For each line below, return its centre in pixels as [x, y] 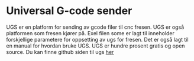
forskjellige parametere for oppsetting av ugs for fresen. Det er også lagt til [97, 39]
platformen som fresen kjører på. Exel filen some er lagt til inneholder [90, 33]
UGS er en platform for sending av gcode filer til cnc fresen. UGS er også [95, 27]
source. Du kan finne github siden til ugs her [60, 52]
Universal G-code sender [69, 11]
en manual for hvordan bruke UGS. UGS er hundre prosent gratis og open [96, 46]
